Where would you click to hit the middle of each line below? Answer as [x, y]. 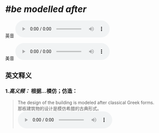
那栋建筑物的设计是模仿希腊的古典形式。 [59, 108]
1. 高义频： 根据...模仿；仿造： [42, 91]
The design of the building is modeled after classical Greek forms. [86, 102]
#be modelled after [46, 9]
